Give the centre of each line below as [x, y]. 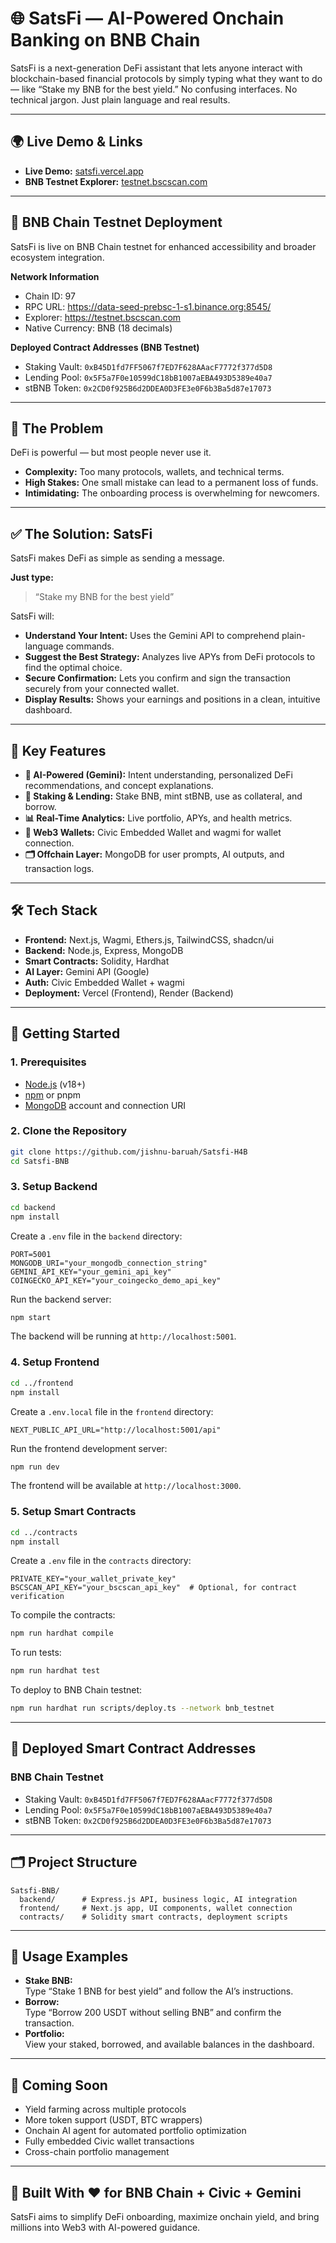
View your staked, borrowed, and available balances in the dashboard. [169, 2044]
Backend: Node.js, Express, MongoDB [104, 950]
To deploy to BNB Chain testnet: [76, 1690]
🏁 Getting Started [65, 1033]
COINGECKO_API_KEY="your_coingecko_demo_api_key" [116, 1280]
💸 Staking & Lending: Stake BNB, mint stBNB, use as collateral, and [163, 796]
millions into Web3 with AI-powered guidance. [105, 2227]
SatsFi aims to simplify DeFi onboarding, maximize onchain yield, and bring [165, 2216]
